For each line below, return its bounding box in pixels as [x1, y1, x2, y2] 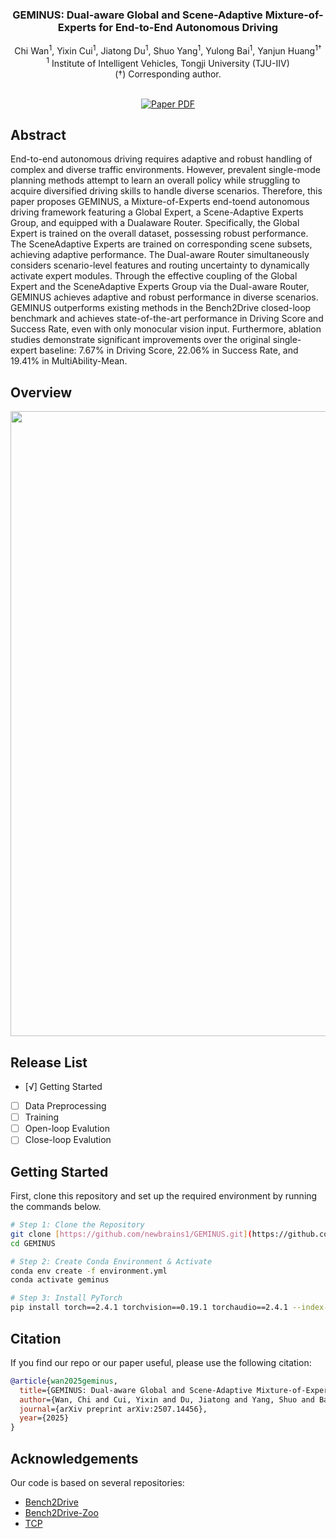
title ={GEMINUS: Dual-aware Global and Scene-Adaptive [19, 1385, 253, 1395]
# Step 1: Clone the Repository [10, 1220, 145, 1230]
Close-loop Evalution [24, 1134, 112, 1146]
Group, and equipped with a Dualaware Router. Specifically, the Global [10, 217, 300, 229]
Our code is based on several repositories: [10, 1476, 185, 1488]
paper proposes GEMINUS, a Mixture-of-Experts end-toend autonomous [10, 196, 310, 208]
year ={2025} [19, 1413, 70, 1423]
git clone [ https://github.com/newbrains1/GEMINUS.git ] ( [10, 1229, 253, 1239]
